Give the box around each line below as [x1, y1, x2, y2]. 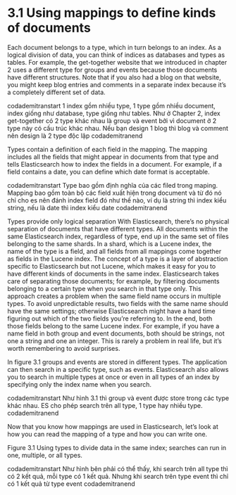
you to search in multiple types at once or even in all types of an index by [7, 373, 220, 381]
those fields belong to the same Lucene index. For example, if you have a [7, 321, 220, 330]
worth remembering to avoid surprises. [7, 344, 120, 352]
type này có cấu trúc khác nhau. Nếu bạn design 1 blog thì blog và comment [7, 124, 229, 132]
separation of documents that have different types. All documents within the [7, 224, 228, 233]
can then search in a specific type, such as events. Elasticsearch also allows [7, 365, 229, 373]
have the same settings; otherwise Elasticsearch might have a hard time [7, 307, 216, 315]
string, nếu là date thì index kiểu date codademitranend [7, 203, 168, 212]
